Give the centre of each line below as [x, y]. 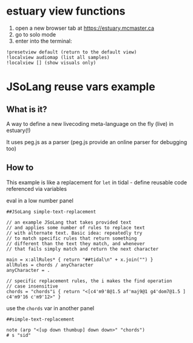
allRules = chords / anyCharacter [50, 265]
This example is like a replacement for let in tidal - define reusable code [96, 182]
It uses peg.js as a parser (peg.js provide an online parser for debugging [97, 142]
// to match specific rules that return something [72, 238]
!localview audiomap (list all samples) [58, 57]
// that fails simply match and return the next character [83, 249]
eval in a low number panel [40, 200]
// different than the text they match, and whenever [76, 244]
